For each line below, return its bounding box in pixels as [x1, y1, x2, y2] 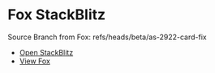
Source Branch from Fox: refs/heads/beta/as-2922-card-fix [7, 32, 208, 42]
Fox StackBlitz [7, 6, 106, 24]
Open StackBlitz [19, 47, 74, 57]
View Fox [19, 56, 50, 66]
